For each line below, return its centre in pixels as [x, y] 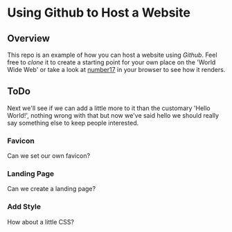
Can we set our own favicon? [49, 156]
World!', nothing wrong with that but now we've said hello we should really [113, 115]
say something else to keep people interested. [73, 123]
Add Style [24, 207]
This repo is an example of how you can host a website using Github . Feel [112, 55]
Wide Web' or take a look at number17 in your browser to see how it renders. [116, 70]
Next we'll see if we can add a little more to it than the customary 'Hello [109, 108]
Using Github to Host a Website [99, 13]
